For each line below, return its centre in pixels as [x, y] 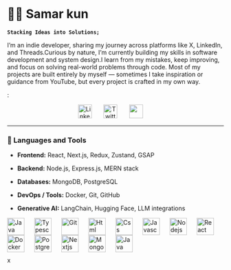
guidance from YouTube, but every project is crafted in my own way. [104, 81]
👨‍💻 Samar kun [48, 14]
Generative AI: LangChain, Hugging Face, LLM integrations [101, 208]
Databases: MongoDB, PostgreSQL [67, 182]
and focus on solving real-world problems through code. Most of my [104, 67]
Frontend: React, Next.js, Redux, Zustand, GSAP [86, 155]
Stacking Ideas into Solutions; [53, 32]
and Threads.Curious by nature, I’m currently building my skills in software [112, 52]
